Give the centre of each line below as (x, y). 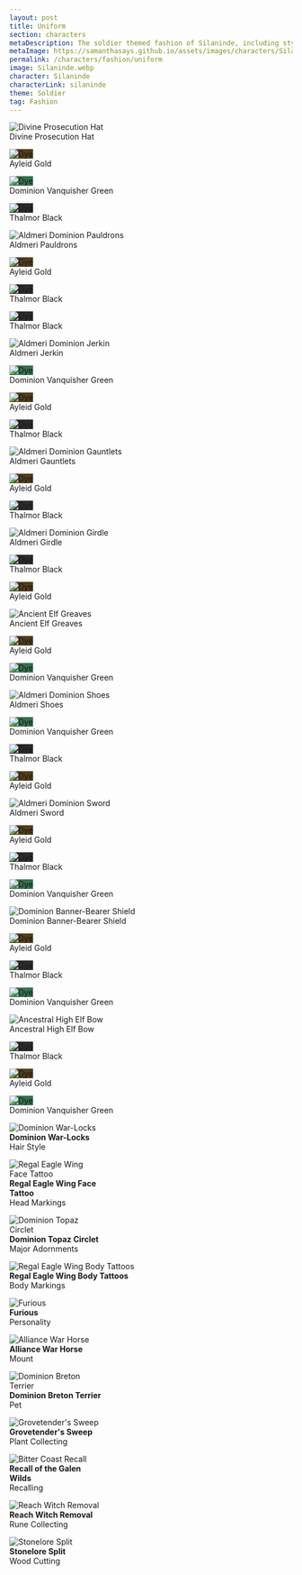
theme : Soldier (38, 93)
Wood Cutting (35, 1561)
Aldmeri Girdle (36, 543)
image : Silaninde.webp (52, 69)
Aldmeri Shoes (36, 705)
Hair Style (28, 1147)
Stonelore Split (37, 1552)
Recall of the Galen (45, 1469)
